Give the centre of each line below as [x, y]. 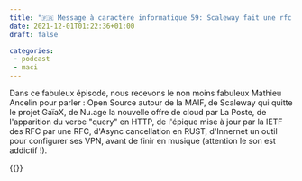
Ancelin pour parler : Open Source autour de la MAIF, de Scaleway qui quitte [151, 103]
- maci [26, 68]
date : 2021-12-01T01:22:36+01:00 [72, 26]
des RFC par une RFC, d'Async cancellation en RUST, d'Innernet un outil [143, 131]
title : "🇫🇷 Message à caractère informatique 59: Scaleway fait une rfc [151, 18]
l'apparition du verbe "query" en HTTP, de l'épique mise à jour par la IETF [146, 122]
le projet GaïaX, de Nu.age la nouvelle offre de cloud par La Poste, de [138, 112]
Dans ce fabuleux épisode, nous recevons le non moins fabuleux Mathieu [146, 93]
